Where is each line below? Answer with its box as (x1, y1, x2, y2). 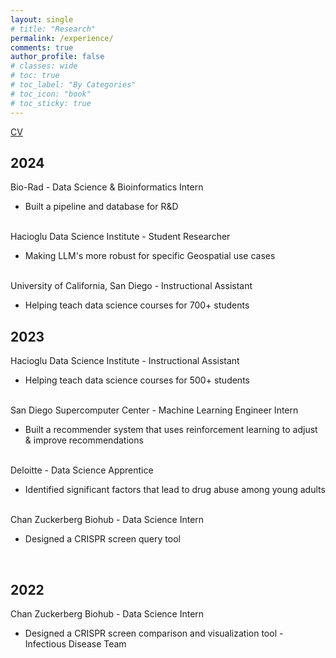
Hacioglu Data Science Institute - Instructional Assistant (10, 355, 240, 367)
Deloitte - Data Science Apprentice (10, 464, 154, 476)
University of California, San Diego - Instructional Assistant (10, 280, 253, 292)
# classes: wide (10, 61, 78, 71)
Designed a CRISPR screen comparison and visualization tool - (24, 627, 284, 639)
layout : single (10, 14, 74, 25)
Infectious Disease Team (24, 637, 127, 650)
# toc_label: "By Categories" (10, 80, 137, 90)
